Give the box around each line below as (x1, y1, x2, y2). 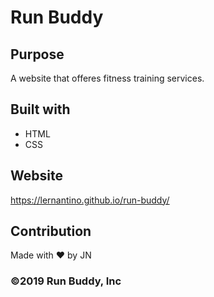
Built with (10, 101, 71, 118)
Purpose (10, 46, 65, 63)
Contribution (10, 223, 92, 240)
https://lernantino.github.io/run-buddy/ (10, 194, 170, 206)
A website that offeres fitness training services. (10, 72, 205, 84)
